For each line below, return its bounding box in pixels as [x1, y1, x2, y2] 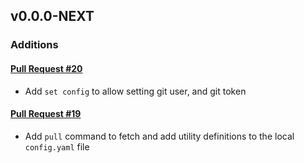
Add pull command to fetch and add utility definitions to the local [24, 130, 295, 142]
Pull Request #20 [10, 62, 83, 74]
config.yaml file [24, 140, 90, 153]
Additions [10, 38, 59, 52]
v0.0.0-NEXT [10, 8, 95, 25]
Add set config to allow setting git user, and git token [24, 85, 247, 97]
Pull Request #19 [10, 108, 82, 120]
